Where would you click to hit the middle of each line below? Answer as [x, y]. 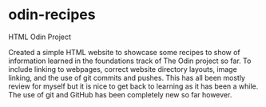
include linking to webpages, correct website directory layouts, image [123, 69]
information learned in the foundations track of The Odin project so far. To [130, 61]
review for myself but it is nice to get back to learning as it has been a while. [133, 86]
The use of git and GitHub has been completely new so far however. [120, 94]
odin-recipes [52, 15]
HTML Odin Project [40, 37]
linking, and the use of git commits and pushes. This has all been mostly [127, 77]
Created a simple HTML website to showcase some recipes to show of [125, 52]
